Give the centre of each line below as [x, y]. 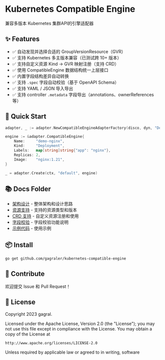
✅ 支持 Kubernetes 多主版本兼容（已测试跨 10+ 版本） [67, 58]
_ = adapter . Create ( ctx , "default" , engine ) [51, 173]
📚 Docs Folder [28, 189]
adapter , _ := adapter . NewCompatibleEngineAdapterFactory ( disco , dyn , [79, 128]
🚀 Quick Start [26, 117]
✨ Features [22, 39]
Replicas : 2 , [27, 155]
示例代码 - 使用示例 [32, 228]
